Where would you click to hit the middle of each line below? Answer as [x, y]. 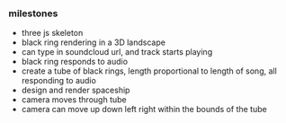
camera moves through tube [74, 100]
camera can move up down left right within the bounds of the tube [144, 110]
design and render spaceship [76, 90]
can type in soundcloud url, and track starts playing [117, 52]
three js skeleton [52, 33]
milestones [33, 13]
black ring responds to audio [74, 62]
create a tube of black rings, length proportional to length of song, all [149, 71]
